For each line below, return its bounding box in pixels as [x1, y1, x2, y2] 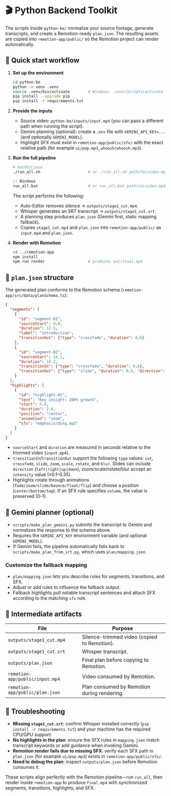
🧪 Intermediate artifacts [5, 609, 82, 618]
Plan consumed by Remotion [82, 684, 151, 691]
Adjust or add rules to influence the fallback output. [12, 584, 121, 590]
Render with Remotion [12, 239, 61, 246]
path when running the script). [20, 123, 84, 129]
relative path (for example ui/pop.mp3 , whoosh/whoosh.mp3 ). [20, 145, 142, 151]
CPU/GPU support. [12, 732, 52, 738]
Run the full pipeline [12, 155, 56, 161]
